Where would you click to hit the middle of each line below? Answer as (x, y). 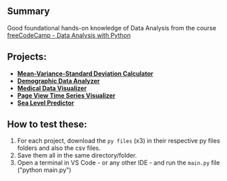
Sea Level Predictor (45, 103)
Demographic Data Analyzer (58, 81)
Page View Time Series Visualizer (66, 95)
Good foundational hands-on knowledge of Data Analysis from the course (112, 28)
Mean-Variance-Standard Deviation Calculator (85, 73)
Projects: (27, 57)
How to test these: (47, 124)
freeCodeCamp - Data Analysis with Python (69, 35)
